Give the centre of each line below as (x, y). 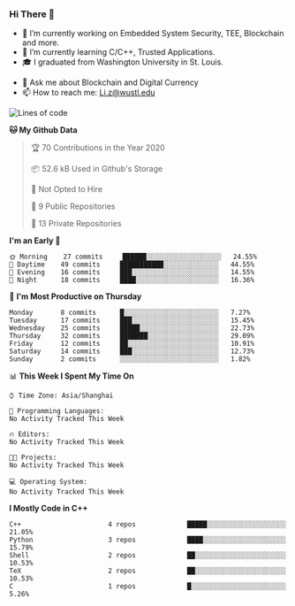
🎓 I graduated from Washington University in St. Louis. (122, 62)
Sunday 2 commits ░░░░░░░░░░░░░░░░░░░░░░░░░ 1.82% (130, 359)
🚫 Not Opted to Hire (67, 189)
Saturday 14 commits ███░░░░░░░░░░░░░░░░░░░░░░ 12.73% (132, 352)
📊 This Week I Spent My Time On (72, 376)
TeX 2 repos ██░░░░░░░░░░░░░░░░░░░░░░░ (148, 571)
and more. (41, 42)
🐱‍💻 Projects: (33, 458)
